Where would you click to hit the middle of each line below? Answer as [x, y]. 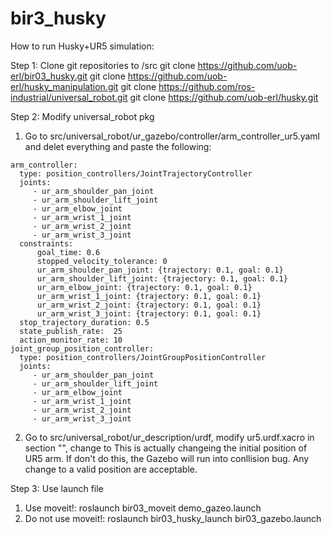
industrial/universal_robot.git [69, 97]
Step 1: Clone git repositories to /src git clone [103, 65]
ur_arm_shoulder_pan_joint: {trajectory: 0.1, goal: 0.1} [160, 270]
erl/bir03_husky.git [49, 76]
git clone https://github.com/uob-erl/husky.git [224, 97]
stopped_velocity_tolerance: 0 [102, 261]
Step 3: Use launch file [57, 488]
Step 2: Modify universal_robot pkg [82, 116]
